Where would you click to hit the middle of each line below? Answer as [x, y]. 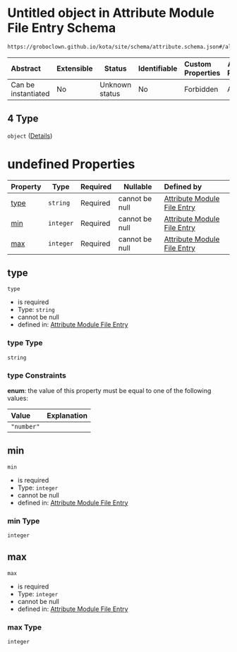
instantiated [30, 93]
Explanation [67, 416]
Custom [198, 64]
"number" [25, 426]
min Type [24, 521]
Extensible [74, 68]
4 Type [23, 119]
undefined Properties [71, 164]
